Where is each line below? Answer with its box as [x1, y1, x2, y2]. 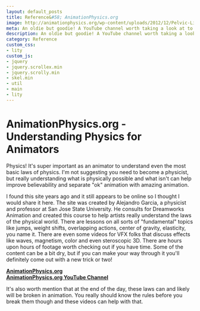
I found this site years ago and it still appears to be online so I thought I [6, 193, 180, 200]
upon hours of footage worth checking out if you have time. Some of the [6, 243, 183, 250]
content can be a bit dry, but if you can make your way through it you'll [6, 249, 180, 256]
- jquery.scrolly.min [6, 70, 60, 76]
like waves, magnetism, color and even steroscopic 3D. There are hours [6, 237, 182, 244]
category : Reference [6, 36, 58, 42]
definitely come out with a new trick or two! [6, 256, 112, 263]
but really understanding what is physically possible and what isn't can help [6, 175, 192, 182]
